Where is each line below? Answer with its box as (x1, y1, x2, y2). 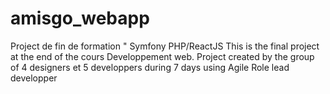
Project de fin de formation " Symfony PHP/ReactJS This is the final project (10, 40, 320, 52)
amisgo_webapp (10, 7, 150, 30)
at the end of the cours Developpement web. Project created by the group (10, 50, 315, 62)
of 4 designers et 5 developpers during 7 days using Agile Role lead (10, 61, 290, 73)
